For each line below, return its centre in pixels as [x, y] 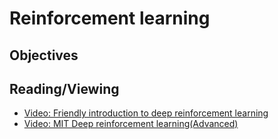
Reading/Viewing [64, 88]
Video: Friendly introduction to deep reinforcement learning [146, 113]
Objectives [44, 55]
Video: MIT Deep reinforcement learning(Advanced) [131, 124]
